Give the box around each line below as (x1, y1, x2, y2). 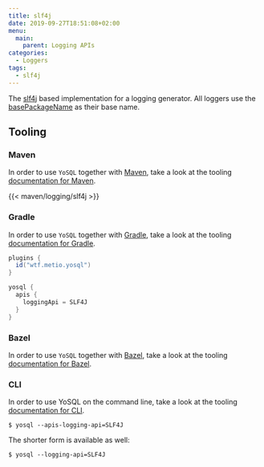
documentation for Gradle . (8, 238, 96, 248)
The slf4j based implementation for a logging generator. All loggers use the (8, 93, 256, 103)
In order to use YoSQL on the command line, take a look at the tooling (8, 397, 238, 407)
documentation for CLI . (8, 406, 85, 416)
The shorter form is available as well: (8, 435, 130, 445)
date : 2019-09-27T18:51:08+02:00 (8, 19, 120, 27)
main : (15, 34, 35, 43)
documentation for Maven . (8, 176, 96, 185)
